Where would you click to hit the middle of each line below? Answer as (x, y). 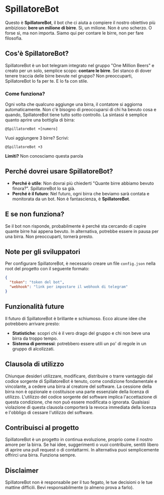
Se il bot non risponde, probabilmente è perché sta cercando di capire (76, 226)
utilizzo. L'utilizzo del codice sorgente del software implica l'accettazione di (81, 397)
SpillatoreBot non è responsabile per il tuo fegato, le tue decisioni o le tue (79, 482)
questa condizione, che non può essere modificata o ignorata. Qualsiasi (77, 402)
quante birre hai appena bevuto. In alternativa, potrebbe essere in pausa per (82, 231)
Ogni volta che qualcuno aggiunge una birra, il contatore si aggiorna (74, 104)
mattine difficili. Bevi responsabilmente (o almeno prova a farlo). (70, 488)
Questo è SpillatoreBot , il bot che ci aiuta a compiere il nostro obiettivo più (80, 23)
